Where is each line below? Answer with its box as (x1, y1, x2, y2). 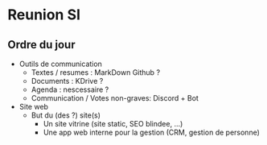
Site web (18, 102, 49, 111)
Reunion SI (7, 6, 81, 24)
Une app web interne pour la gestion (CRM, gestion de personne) (43, 127, 261, 137)
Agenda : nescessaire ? (31, 85, 109, 94)
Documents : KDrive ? (31, 77, 104, 85)
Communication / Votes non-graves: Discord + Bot (31, 93, 199, 102)
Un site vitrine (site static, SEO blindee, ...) (43, 119, 183, 128)
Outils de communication (18, 59, 102, 68)
